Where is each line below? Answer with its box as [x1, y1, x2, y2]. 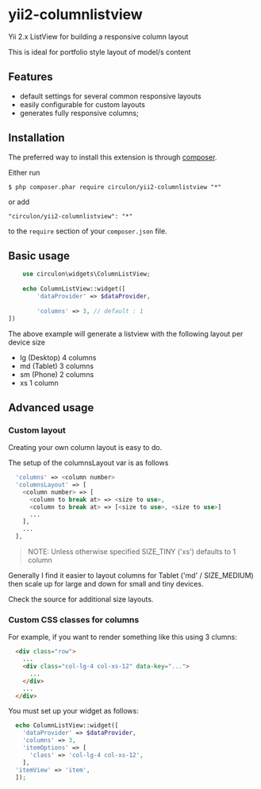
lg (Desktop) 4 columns [19, 352, 97, 362]
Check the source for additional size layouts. [8, 595, 154, 604]
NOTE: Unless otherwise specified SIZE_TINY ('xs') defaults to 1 [27, 547, 236, 556]
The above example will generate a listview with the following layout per [8, 329, 244, 338]
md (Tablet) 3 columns [19, 361, 94, 371]
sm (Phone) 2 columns [19, 369, 94, 379]
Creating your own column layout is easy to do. [8, 443, 163, 452]
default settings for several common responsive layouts [19, 91, 202, 101]
